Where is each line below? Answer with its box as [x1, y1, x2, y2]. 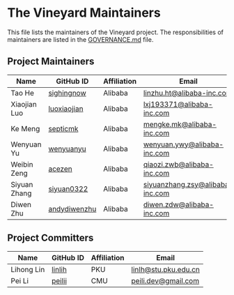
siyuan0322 [48, 183, 88, 193]
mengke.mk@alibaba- [143, 119, 217, 129]
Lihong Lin [10, 264, 45, 274]
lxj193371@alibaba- [143, 99, 213, 109]
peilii [51, 275, 68, 285]
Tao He [10, 88, 35, 98]
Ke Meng [10, 123, 40, 133]
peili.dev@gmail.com [131, 275, 200, 285]
